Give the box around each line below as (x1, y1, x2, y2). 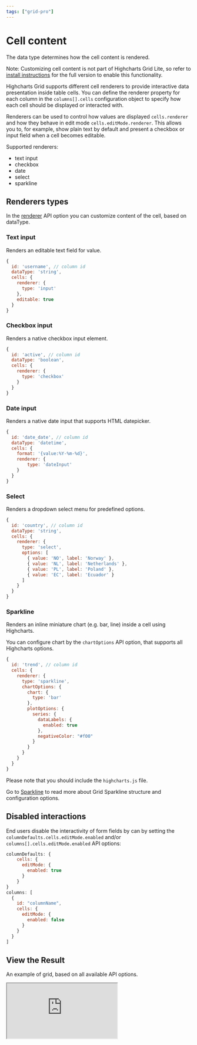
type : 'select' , (21, 544, 62, 550)
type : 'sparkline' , (21, 678, 69, 684)
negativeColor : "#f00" (37, 733, 94, 739)
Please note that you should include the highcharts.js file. (6, 777, 148, 784)
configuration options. (6, 794, 60, 801)
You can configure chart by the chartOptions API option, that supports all (6, 639, 183, 646)
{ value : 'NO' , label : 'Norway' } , (27, 556, 115, 561)
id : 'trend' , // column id (11, 662, 78, 668)
